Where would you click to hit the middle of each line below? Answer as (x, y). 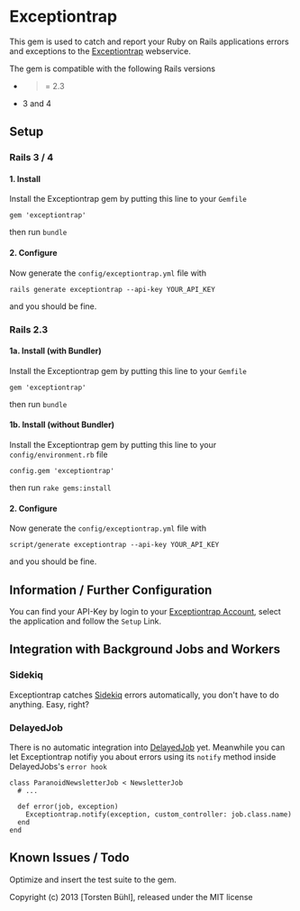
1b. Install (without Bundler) (62, 424)
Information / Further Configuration (111, 590)
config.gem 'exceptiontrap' (62, 470)
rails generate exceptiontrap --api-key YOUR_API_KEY (113, 289)
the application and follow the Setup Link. (86, 621)
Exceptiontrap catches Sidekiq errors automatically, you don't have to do (144, 695)
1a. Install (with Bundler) (55, 351)
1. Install (25, 178)
